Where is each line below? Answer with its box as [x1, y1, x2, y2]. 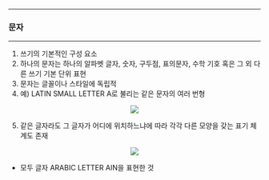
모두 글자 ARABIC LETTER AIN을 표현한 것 [19, 163, 155, 173]
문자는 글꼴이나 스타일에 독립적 [19, 79, 117, 89]
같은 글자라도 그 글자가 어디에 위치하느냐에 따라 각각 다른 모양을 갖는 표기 [19, 121, 249, 130]
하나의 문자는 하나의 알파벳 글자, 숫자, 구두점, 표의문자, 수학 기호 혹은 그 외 [19, 59, 252, 69]
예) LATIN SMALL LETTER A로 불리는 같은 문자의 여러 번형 [19, 89, 206, 98]
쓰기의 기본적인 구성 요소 [19, 49, 98, 58]
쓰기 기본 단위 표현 [28, 69, 86, 78]
